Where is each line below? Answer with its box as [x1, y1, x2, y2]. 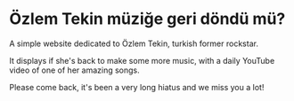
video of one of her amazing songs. [9, 65, 140, 75]
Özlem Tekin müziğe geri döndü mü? [9, 9, 286, 29]
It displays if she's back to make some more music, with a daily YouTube [9, 55, 275, 66]
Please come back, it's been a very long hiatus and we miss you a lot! [9, 82, 265, 92]
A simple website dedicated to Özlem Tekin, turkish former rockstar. [9, 38, 258, 49]
